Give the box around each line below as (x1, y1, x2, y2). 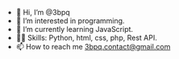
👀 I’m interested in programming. (15, 16, 125, 26)
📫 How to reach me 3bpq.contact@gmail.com (15, 42, 171, 51)
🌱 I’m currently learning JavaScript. (15, 25, 134, 33)
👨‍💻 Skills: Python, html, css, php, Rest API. (15, 33, 157, 42)
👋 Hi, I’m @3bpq (15, 8, 70, 17)
